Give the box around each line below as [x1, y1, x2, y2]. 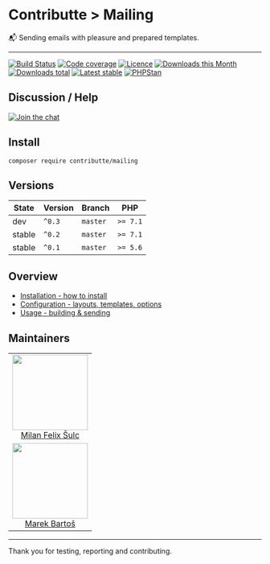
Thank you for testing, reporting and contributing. [8, 546, 173, 556]
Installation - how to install [19, 291, 108, 301]
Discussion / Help [8, 91, 99, 105]
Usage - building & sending [19, 308, 111, 318]
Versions [8, 179, 55, 192]
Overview [8, 270, 59, 283]
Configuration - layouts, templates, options [19, 299, 162, 309]
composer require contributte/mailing [8, 157, 138, 165]
